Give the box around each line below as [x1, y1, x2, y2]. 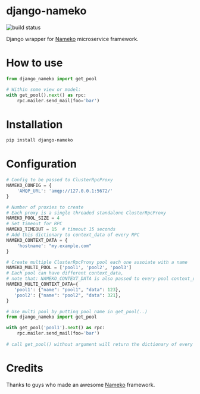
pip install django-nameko [6, 137, 73, 143]
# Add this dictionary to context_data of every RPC [6, 232, 140, 238]
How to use [6, 56, 63, 70]
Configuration [6, 157, 77, 171]
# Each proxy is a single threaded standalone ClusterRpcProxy [6, 210, 167, 216]
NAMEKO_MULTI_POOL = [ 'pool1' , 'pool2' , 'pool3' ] [6, 264, 132, 271]
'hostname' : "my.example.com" [17, 242, 92, 249]
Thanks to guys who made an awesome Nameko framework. [6, 381, 155, 388]
